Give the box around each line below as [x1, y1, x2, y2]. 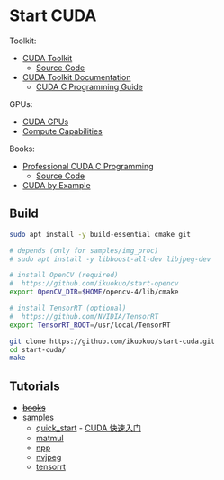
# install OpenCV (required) [9, 271, 119, 280]
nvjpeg [35, 452, 62, 463]
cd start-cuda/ [9, 345, 67, 354]
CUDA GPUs [22, 116, 69, 127]
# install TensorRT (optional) [9, 303, 127, 312]
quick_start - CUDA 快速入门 [35, 422, 142, 433]
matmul [35, 433, 65, 444]
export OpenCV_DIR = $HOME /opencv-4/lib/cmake [9, 287, 179, 297]
